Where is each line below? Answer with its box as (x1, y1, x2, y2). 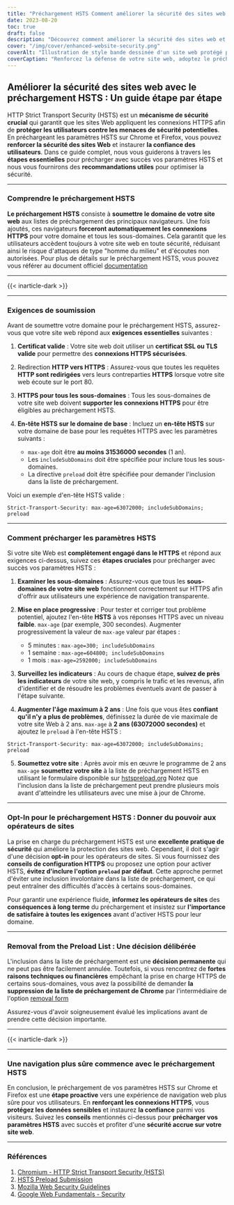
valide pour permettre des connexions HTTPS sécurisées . (17, 350, 187, 358)
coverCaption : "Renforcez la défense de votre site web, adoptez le (7, 56, 210, 63)
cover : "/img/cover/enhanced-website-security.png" (7, 42, 160, 49)
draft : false (7, 29, 45, 37)
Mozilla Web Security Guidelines (17, 1182, 111, 1191)
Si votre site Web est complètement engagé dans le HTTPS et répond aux (7, 549, 221, 557)
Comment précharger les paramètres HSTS (7, 534, 157, 543)
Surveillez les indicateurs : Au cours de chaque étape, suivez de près (17, 669, 221, 678)
